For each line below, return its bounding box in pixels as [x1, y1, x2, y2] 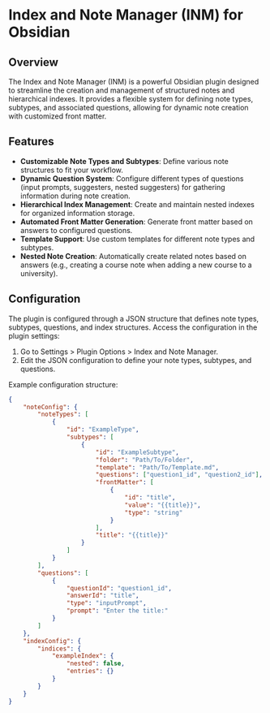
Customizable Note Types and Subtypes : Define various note [19, 156, 229, 166]
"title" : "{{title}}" [95, 531, 169, 539]
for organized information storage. [19, 208, 135, 218]
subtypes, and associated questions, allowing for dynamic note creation [8, 103, 249, 112]
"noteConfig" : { [23, 403, 79, 411]
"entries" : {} [66, 668, 114, 676]
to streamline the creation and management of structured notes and [8, 85, 235, 95]
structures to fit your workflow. [19, 165, 123, 175]
